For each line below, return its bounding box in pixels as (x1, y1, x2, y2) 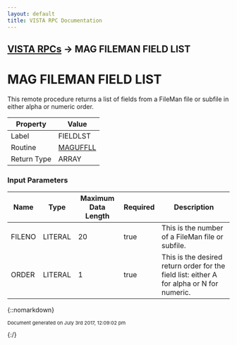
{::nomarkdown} (7, 305, 55, 315)
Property (16, 119, 47, 129)
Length (85, 211, 110, 221)
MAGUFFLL (58, 142, 97, 152)
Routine (11, 142, 37, 152)
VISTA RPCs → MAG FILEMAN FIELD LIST (7, 43, 191, 55)
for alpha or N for (161, 279, 219, 288)
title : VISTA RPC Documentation (7, 17, 102, 24)
